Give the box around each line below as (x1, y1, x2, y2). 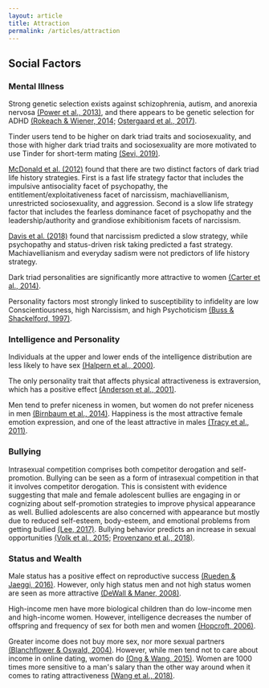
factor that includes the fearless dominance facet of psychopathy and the (8, 207, 252, 217)
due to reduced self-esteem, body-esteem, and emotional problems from (8, 516, 251, 525)
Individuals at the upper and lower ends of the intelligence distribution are (8, 352, 253, 362)
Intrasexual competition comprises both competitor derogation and (8, 464, 230, 474)
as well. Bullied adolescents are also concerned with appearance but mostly (8, 507, 260, 517)
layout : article (8, 11, 63, 20)
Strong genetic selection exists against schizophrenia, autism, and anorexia (8, 99, 258, 109)
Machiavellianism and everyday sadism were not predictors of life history (8, 249, 251, 258)
